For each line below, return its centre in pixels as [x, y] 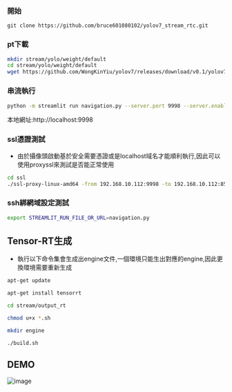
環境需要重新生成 [48, 268]
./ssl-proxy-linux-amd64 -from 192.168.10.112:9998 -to [89, 184]
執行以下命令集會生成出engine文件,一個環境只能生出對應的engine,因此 [117, 259]
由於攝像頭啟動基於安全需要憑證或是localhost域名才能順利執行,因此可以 [119, 156]
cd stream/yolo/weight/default [52, 66]
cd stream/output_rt [37, 306]
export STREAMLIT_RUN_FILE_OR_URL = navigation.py [78, 218]
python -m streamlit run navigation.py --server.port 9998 [94, 106]
